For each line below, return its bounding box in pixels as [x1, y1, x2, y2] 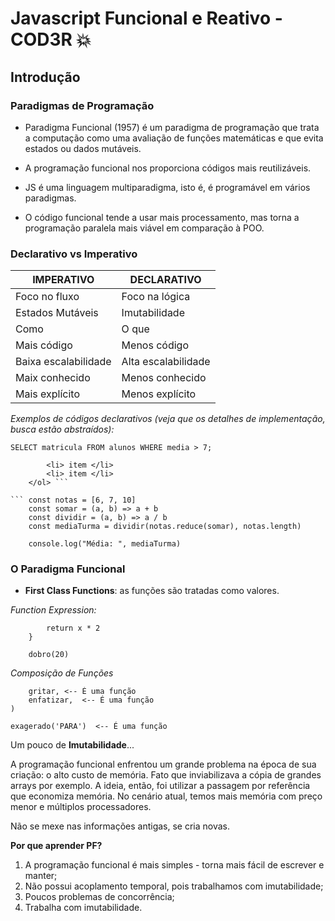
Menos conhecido [121, 371, 207, 385]
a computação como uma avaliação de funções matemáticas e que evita [24, 132, 324, 144]
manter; [24, 870, 58, 882]
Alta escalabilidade [121, 355, 211, 369]
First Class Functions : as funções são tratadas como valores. [24, 585, 280, 597]
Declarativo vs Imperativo [10, 247, 138, 261]
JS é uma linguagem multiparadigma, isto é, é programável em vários [24, 181, 311, 193]
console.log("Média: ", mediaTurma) [28, 539, 182, 549]
